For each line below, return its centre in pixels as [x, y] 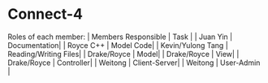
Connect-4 [45, 14]
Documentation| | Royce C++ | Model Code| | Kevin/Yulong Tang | [118, 45]
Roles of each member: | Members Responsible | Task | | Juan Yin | [120, 37]
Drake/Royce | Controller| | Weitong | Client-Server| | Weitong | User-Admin [134, 63]
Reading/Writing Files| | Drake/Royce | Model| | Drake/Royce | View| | [123, 54]
